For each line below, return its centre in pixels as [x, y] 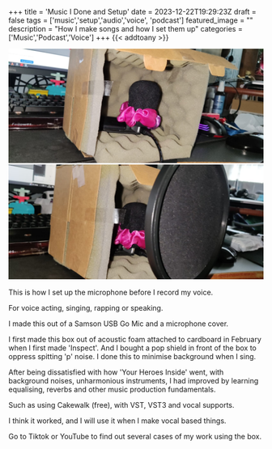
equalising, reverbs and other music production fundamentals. [112, 389]
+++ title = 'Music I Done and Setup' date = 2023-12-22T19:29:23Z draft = [132, 12]
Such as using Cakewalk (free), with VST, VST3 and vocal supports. [121, 405]
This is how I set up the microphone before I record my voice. [111, 292]
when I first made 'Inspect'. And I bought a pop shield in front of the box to [133, 348]
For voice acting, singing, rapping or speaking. [86, 307]
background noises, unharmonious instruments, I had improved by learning [134, 380]
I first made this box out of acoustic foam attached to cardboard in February [135, 339]
